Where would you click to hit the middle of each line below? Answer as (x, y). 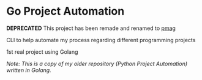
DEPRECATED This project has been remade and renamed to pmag (91, 28)
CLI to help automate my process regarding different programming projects (101, 40)
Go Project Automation (65, 11)
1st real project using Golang (42, 52)
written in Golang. (29, 70)
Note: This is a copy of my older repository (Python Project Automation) (97, 64)
